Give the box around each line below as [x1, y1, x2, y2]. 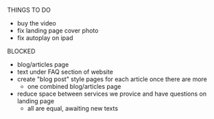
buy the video [16, 19, 56, 27]
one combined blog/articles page [27, 83, 121, 90]
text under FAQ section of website [16, 68, 113, 76]
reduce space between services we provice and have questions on [16, 89, 207, 98]
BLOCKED [7, 47, 36, 55]
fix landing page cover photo [16, 27, 99, 34]
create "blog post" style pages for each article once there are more [16, 75, 207, 83]
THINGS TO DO [7, 6, 51, 14]
